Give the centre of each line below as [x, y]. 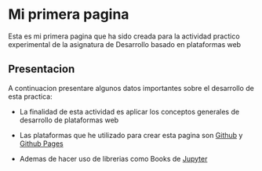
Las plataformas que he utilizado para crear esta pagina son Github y [131, 135]
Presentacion [42, 69]
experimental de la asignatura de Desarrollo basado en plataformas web [125, 44]
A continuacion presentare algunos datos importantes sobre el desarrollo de [131, 88]
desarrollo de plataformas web [69, 120]
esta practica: [30, 96]
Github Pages [42, 144]
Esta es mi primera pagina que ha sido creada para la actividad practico [124, 36]
